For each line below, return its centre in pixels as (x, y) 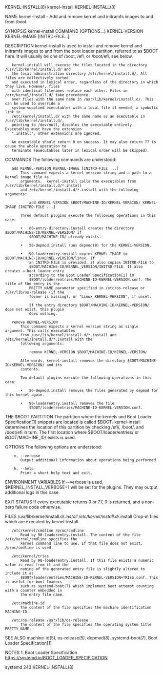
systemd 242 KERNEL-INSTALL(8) (40, 667)
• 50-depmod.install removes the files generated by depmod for (89, 390)
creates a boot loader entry (35, 271)
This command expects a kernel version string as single (79, 327)
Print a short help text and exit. (56, 473)
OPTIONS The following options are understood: (54, 447)
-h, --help (23, 469)
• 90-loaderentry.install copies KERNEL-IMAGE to (74, 254)
